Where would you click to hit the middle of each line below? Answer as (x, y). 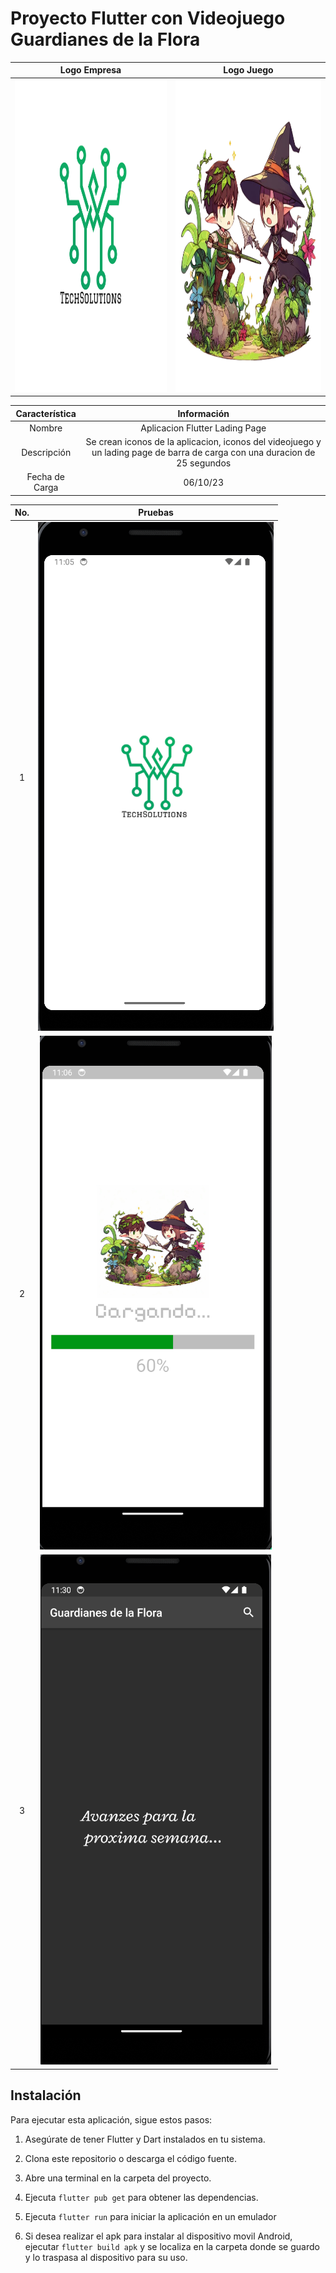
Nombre (46, 428)
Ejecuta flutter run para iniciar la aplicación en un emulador (150, 2216)
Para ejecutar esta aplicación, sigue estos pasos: (111, 2119)
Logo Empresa (90, 70)
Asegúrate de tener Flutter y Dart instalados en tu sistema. (145, 2139)
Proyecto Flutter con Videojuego (148, 18)
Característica (46, 413)
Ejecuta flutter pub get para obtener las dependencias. (141, 2197)
